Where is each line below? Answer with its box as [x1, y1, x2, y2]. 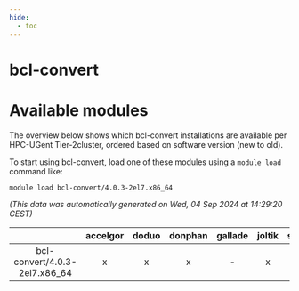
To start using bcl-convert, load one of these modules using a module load [9, 157, 282, 167]
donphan [168, 229, 208, 241]
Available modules [9, 100, 149, 120]
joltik [256, 229, 279, 241]
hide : [9, 12, 29, 22]
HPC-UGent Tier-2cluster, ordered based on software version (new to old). [9, 139, 283, 150]
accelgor [85, 229, 125, 241]
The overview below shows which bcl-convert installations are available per [9, 130, 287, 141]
